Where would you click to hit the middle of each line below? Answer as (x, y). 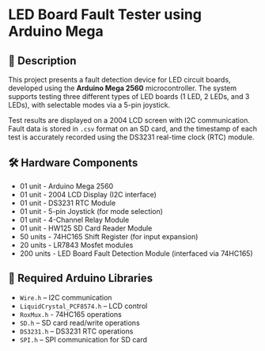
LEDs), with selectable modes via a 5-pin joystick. (89, 105)
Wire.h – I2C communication (66, 297)
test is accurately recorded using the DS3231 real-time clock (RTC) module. (131, 137)
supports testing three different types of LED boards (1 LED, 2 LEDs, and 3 (129, 96)
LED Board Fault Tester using (105, 15)
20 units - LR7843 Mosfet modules (76, 245)
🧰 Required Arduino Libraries (81, 279)
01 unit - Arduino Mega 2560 (66, 186)
